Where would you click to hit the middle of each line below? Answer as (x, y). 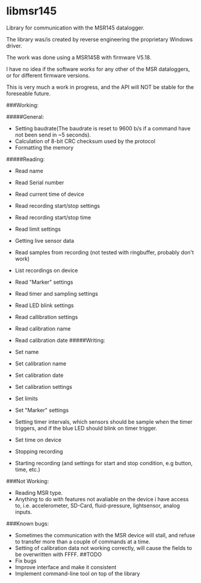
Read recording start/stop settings (57, 206)
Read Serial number (39, 182)
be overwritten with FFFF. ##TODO (58, 554)
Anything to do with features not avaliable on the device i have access (102, 499)
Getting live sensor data (44, 240)
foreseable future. (29, 93)
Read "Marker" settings (44, 282)
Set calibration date (39, 375)
